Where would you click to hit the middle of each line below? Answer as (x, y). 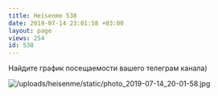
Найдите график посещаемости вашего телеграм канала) (108, 68)
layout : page (30, 30)
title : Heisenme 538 (43, 16)
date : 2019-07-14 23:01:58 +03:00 (66, 23)
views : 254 (27, 38)
